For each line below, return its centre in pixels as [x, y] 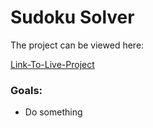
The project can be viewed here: [77, 45]
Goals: [26, 90]
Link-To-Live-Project [52, 64]
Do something [53, 112]
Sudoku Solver [72, 17]
